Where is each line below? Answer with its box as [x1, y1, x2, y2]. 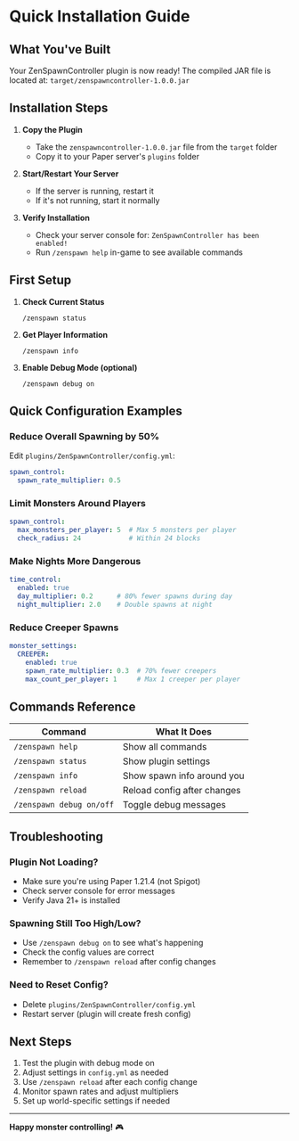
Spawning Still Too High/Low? [9, 916, 141, 929]
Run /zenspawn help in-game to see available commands [35, 247, 243, 258]
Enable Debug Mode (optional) [21, 362, 138, 373]
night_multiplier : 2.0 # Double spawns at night [17, 600, 214, 609]
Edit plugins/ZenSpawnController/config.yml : [9, 450, 175, 461]
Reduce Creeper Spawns [9, 621, 119, 634]
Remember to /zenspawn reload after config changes [21, 956, 216, 967]
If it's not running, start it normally [35, 194, 160, 206]
